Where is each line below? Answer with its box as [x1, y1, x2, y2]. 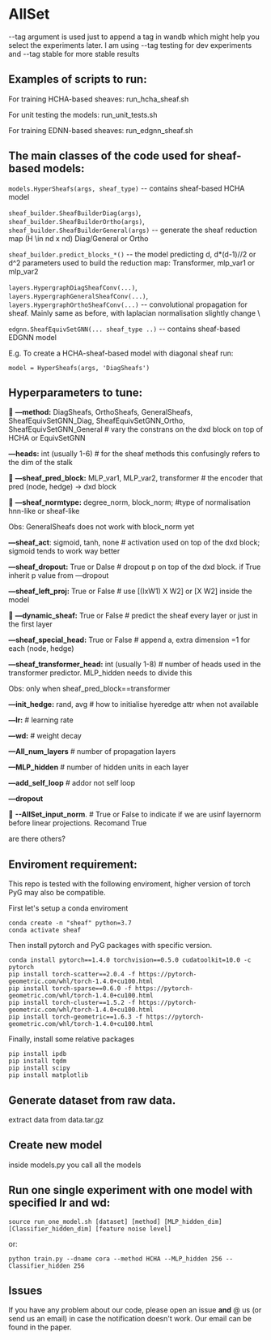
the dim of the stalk [8, 458, 73, 467]
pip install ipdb [8, 1050, 67, 1058]
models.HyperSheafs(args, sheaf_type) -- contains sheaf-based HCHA [8, 183, 245, 193]
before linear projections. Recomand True [8, 818, 147, 828]
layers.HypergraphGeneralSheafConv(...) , [8, 291, 149, 300]
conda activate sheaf [8, 926, 82, 934]
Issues [8, 1284, 43, 1298]
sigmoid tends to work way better [8, 546, 121, 556]
